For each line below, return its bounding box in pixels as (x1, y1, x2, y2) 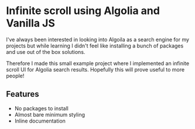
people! (6, 72, 25, 79)
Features (6, 89, 39, 99)
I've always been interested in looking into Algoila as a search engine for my (6, 36, 189, 43)
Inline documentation (14, 117, 66, 124)
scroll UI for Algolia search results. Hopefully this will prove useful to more (6, 66, 185, 73)
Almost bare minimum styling (14, 111, 85, 118)
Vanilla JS (6, 16, 56, 30)
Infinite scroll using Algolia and (6, 4, 160, 18)
